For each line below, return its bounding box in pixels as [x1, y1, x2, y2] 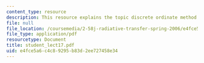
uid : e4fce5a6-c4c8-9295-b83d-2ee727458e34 [6, 48, 118, 54]
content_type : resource [6, 8, 67, 15]
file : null [6, 20, 34, 26]
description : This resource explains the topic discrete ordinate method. [6, 14, 200, 20]
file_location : [6, 25, 45, 32]
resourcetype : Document [6, 37, 67, 43]
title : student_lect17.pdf [6, 43, 75, 49]
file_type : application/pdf [6, 31, 78, 37]
